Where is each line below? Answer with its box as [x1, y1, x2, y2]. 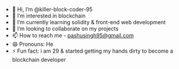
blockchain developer [11, 56, 67, 63]
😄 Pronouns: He [11, 41, 53, 48]
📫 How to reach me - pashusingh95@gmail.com [11, 32, 134, 39]
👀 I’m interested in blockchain [11, 12, 86, 19]
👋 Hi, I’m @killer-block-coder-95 [11, 6, 93, 13]
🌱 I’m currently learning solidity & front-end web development [11, 19, 166, 25]
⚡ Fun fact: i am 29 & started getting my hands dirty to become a [11, 47, 174, 54]
